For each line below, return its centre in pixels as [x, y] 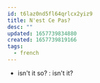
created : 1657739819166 [42, 40]
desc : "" [20, 27]
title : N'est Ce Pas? [39, 20]
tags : [15, 46]
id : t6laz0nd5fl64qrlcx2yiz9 [50, 14]
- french [26, 53]
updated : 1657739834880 [42, 33]
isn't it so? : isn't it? [45, 73]
